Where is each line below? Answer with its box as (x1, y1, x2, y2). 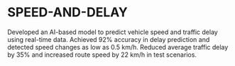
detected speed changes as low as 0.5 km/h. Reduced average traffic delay (7, 43, 229, 51)
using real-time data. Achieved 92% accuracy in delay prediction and (7, 35, 210, 43)
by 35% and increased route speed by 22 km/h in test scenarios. (7, 50, 197, 59)
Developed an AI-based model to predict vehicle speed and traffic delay (7, 28, 218, 36)
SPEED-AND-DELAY (7, 4, 128, 21)
